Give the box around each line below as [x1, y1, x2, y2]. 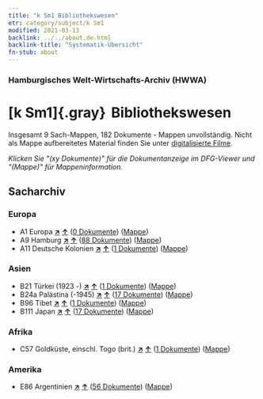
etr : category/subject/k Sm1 [8, 19, 105, 27]
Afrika [8, 326, 33, 337]
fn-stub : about [8, 48, 59, 56]
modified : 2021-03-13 [8, 26, 80, 34]
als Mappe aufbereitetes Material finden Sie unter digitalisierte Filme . [8, 138, 233, 147]
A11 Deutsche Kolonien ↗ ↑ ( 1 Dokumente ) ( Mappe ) [19, 243, 189, 253]
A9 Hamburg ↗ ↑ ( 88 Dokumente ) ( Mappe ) [19, 235, 162, 245]
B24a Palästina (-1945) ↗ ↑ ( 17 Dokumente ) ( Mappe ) [19, 290, 193, 299]
